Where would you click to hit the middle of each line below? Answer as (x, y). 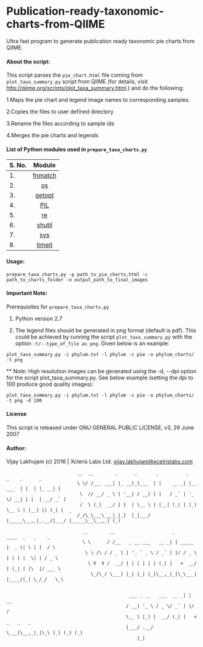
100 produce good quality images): (50, 384)
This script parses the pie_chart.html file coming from (74, 75)
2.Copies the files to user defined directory (60, 112)
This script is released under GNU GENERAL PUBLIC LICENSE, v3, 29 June (100, 427)
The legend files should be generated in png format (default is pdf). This (105, 330)
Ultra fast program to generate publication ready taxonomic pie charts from (101, 41)
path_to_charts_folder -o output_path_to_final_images (77, 280)
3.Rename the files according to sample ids (60, 124)
